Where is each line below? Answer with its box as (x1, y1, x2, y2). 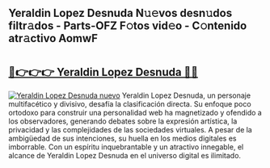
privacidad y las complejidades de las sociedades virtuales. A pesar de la (8, 125, 252, 134)
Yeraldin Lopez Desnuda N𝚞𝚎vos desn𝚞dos (8, 6, 233, 20)
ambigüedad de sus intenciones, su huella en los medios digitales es (8, 133, 237, 143)
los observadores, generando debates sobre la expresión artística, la (8, 116, 238, 126)
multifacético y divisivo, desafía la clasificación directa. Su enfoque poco (8, 99, 252, 108)
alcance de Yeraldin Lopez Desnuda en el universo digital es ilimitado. (8, 151, 241, 160)
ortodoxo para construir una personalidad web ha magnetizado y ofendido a (8, 108, 263, 117)
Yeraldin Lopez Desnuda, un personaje (121, 90, 251, 100)
